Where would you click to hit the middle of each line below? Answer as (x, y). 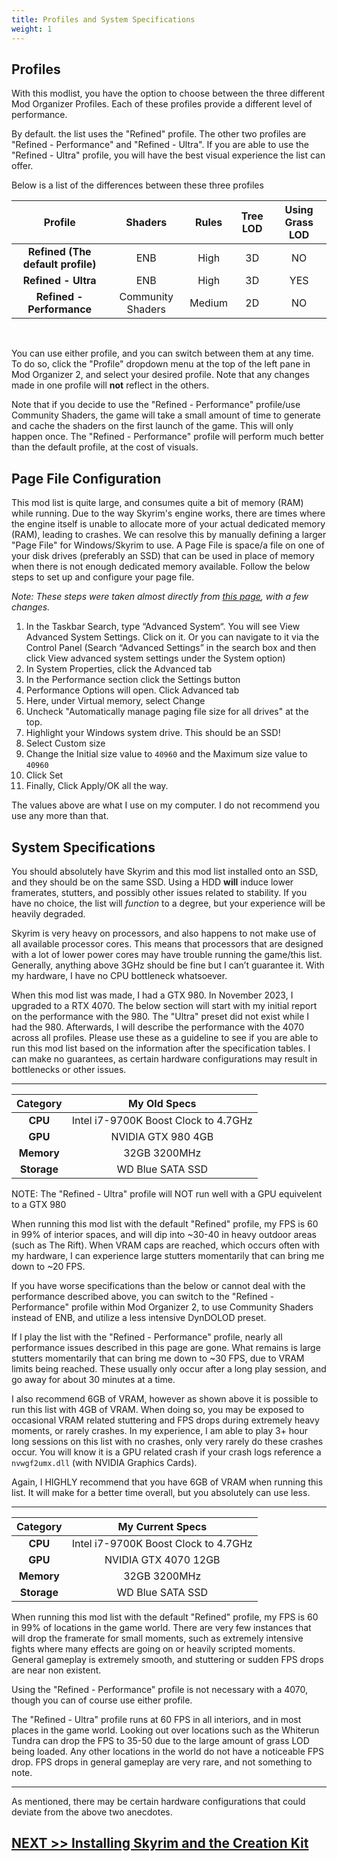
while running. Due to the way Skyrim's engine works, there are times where (168, 513)
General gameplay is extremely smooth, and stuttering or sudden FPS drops (167, 1659)
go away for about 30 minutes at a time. (93, 1379)
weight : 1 (32, 29)
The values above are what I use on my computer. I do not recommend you (166, 805)
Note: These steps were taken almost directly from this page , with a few (160, 597)
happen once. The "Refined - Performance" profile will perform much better (167, 437)
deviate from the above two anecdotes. (92, 1812)
